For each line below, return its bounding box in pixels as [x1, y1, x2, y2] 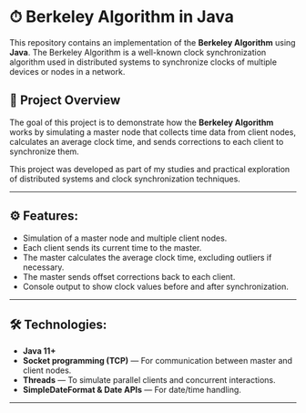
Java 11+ [22, 346, 56, 356]
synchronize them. [9, 146, 79, 157]
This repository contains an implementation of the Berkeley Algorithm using [9, 36, 296, 47]
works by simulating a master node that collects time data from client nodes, [9, 126, 296, 138]
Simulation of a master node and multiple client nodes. [22, 232, 228, 243]
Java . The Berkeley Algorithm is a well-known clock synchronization [9, 46, 267, 57]
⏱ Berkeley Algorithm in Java [9, 6, 235, 27]
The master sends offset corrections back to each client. [22, 271, 236, 282]
